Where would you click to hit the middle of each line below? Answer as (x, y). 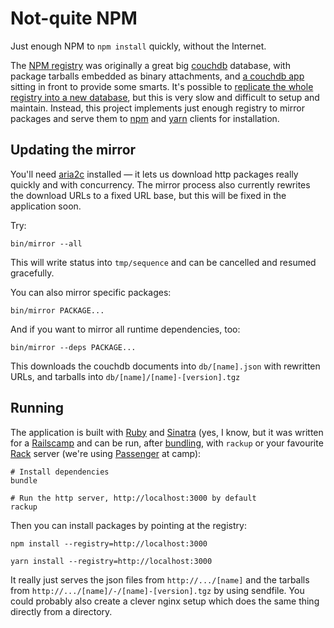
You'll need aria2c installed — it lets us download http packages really (154, 174)
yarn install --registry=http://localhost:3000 (111, 561)
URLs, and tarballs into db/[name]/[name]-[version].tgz (125, 376)
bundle (24, 480)
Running (37, 408)
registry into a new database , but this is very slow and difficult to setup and (165, 97)
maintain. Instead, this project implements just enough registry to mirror (157, 108)
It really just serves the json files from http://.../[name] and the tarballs (160, 579)
